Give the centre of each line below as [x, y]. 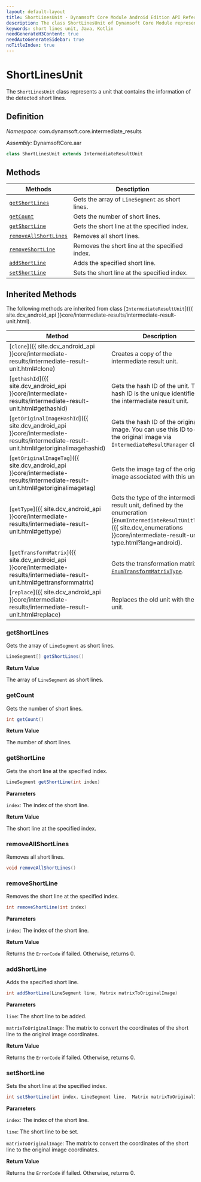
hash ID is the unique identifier [154, 393]
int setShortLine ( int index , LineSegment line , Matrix [77, 1097]
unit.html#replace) [35, 615]
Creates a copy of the [142, 354]
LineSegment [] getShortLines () [45, 657]
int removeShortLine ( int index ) [46, 907]
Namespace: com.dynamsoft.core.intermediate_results [74, 131]
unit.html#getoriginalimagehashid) [57, 449]
